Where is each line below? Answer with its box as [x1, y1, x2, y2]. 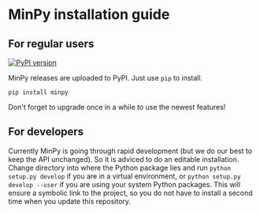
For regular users [8, 37, 95, 51]
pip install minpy [8, 88, 69, 96]
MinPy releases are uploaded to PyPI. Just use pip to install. [8, 73, 203, 82]
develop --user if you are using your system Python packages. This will [8, 179, 241, 189]
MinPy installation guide [8, 6, 170, 24]
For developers [8, 125, 84, 139]
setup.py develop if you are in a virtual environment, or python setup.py [8, 171, 241, 181]
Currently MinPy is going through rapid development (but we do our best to [8, 146, 253, 156]
